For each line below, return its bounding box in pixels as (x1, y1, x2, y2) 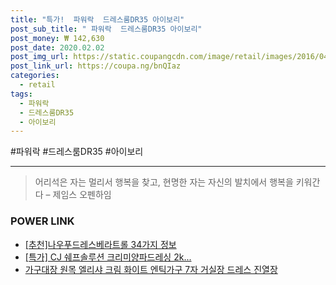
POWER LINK (10, 214, 75, 228)
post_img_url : (10, 52, 70, 62)
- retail (19, 80, 56, 90)
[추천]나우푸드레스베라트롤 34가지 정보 (24, 238, 177, 250)
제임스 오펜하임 (52, 189, 112, 201)
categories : (10, 71, 60, 81)
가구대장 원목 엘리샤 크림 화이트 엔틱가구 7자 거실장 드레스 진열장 (24, 263, 278, 275)
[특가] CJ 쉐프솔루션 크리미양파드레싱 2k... (24, 251, 192, 263)
